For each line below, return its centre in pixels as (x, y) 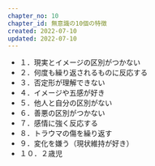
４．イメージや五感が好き (62, 93)
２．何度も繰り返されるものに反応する (83, 73)
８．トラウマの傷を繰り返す (66, 134)
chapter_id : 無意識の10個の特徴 (57, 23)
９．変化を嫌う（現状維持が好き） (76, 143)
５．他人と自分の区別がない (66, 103)
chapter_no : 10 (33, 16)
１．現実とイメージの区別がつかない (80, 62)
